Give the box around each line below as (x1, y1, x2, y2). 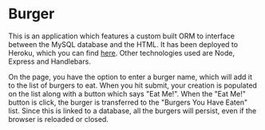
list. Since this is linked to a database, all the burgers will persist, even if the (8, 105, 257, 116)
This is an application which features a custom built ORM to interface (8, 31, 235, 41)
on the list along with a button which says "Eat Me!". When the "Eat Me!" (8, 89, 246, 98)
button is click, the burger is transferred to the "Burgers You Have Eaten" (8, 97, 248, 107)
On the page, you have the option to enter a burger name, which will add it (8, 72, 253, 81)
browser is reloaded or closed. (8, 114, 109, 124)
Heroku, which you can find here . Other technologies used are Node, (8, 48, 235, 57)
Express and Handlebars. (8, 57, 92, 66)
